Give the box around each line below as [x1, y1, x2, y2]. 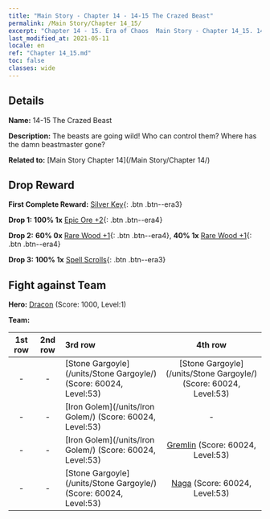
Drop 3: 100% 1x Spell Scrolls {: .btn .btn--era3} [8, 255, 166, 265]
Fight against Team [8, 278, 107, 292]
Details [8, 94, 44, 108]
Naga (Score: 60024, [171, 478, 252, 489]
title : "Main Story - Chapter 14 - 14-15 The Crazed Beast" [8, 11, 215, 20]
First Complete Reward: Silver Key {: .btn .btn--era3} [8, 200, 183, 209]
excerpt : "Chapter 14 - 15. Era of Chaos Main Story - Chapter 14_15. [8, 27, 253, 35]
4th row [196, 340, 227, 351]
